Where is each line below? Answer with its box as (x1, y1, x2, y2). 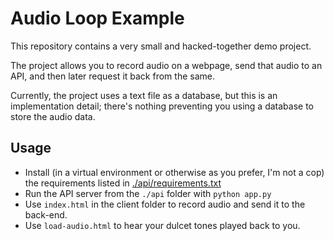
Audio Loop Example (10, 7, 185, 30)
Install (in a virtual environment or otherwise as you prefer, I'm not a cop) (24, 166, 325, 178)
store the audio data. (10, 110, 96, 122)
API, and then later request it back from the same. (10, 70, 215, 82)
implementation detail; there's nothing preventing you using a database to (10, 100, 314, 112)
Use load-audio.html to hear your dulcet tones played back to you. (24, 219, 301, 231)
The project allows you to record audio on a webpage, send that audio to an (10, 59, 323, 71)
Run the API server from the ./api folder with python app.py (24, 187, 272, 199)
